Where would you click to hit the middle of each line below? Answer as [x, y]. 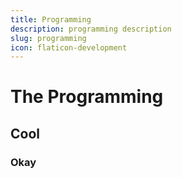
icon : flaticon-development [69, 47]
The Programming [87, 97]
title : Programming [51, 19]
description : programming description [91, 29]
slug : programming [48, 38]
